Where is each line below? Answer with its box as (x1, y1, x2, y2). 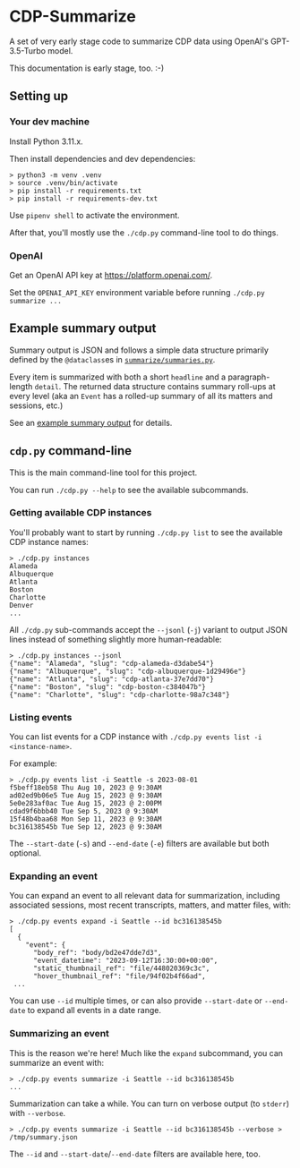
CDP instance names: (9, 536, 90, 547)
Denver (9, 601, 34, 610)
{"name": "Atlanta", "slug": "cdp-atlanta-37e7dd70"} (9, 674, 215, 684)
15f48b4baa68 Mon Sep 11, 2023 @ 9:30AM (9, 814, 163, 824)
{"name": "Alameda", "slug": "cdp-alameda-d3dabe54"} (9, 659, 215, 668)
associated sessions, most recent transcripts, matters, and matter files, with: (9, 899, 291, 910)
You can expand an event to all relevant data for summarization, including (9, 891, 280, 901)
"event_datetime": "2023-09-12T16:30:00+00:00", (32, 956, 219, 966)
